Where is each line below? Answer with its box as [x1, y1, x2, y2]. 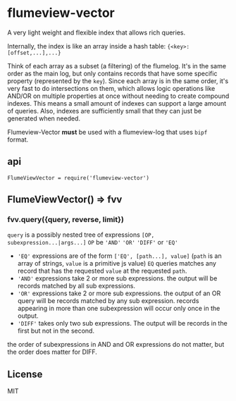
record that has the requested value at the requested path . [17, 266, 187, 276]
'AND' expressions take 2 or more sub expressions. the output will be [17, 274, 218, 283]
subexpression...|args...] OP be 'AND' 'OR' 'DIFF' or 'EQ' [7, 238, 178, 247]
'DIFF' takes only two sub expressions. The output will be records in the [17, 319, 228, 328]
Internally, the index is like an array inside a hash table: [7, 42, 166, 50]
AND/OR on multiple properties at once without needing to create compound [7, 92, 230, 100]
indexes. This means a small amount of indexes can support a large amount [7, 99, 227, 107]
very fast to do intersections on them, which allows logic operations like [7, 84, 216, 92]
